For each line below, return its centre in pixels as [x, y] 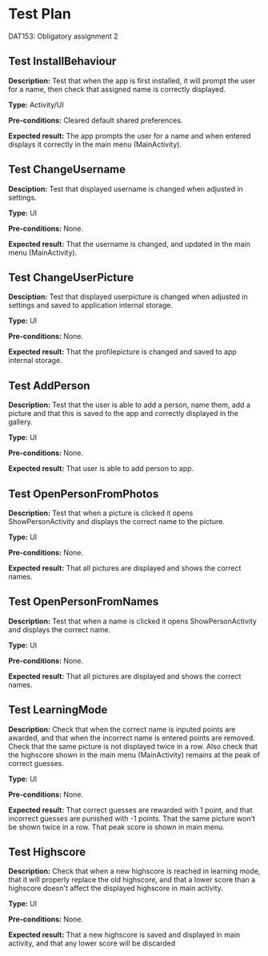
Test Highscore [47, 852]
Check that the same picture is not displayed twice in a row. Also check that [133, 746]
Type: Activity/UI [36, 104]
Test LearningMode [58, 710]
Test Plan [40, 14]
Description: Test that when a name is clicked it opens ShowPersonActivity [133, 621]
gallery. [21, 422]
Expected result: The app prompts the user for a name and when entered [130, 135]
